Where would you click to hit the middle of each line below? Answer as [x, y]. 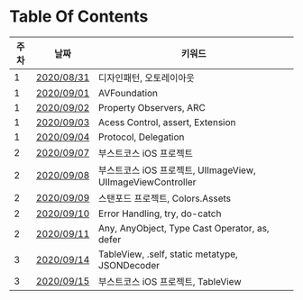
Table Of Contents [79, 17]
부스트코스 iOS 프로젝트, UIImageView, [177, 170]
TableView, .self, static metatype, [168, 254]
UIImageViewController [147, 182]
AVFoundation [128, 93]
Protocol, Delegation [141, 137]
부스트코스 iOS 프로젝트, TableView [170, 281]
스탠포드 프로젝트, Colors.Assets [165, 198]
